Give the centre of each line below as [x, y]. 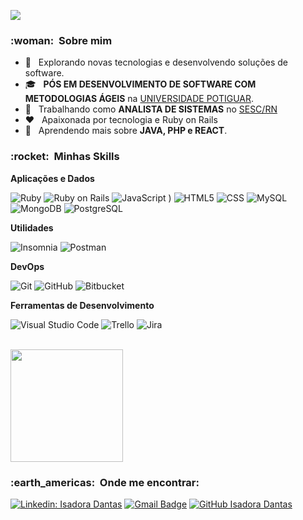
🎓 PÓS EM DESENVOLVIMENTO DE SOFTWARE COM [140, 84]
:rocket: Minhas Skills [65, 157]
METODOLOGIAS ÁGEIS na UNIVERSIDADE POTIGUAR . [139, 99]
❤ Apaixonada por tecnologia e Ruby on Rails [121, 120]
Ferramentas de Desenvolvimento [82, 305]
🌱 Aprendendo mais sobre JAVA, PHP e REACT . [126, 131]
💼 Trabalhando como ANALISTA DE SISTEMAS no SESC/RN [151, 109]
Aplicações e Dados [52, 178]
